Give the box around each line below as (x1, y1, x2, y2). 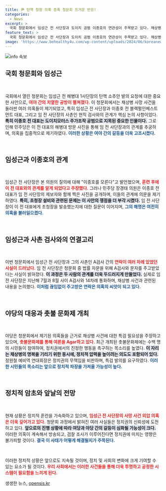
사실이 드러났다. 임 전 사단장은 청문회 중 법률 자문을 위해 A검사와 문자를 (5, 265, 142, 271)
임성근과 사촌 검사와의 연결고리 (5, 235, 94, 244)
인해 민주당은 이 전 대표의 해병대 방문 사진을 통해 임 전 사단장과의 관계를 (5, 124, 143, 130)
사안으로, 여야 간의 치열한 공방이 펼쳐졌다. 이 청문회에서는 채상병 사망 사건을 (10, 99, 156, 105)
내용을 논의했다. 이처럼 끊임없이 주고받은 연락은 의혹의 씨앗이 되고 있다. (5, 284, 141, 289)
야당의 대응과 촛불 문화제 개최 (5, 309, 89, 318)
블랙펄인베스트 (130, 105, 158, 111)
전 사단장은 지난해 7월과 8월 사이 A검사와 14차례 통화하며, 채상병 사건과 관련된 (5, 278, 156, 284)
